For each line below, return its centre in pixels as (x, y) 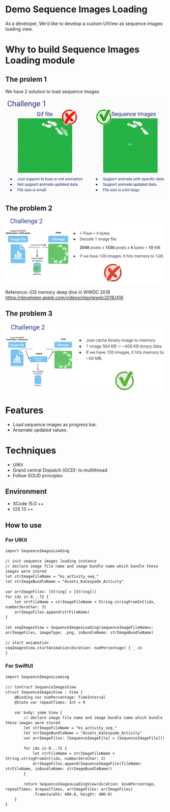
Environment (26, 492)
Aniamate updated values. (40, 430)
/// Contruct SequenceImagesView (41, 687)
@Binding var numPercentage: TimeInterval (60, 698)
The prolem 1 (26, 79)
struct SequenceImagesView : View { (44, 693)
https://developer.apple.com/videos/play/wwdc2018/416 (64, 298)
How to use (23, 525)
